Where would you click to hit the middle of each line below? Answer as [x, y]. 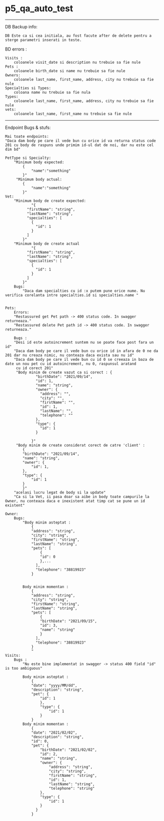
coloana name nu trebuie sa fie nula [52, 92]
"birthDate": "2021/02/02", [68, 750]
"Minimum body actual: [39, 179]
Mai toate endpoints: [27, 136]
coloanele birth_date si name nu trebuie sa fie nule [70, 71]
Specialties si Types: [28, 88]
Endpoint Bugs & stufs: [28, 127]
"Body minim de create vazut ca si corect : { [64, 372]
